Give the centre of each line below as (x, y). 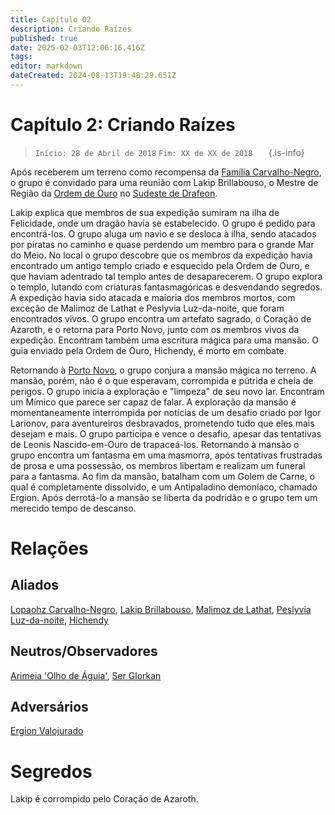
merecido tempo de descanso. (73, 508)
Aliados (35, 585)
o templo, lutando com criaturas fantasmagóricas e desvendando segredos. (166, 287)
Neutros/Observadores (84, 651)
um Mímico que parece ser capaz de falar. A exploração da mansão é (153, 402)
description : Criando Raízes (71, 29)
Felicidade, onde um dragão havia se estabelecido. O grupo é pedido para (163, 223)
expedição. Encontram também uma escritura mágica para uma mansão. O (164, 340)
